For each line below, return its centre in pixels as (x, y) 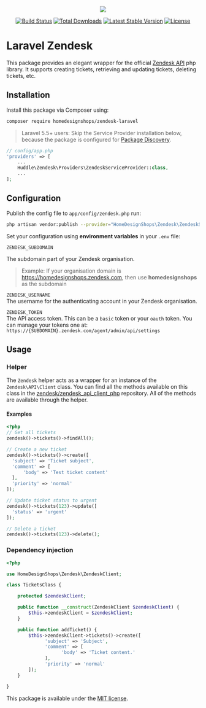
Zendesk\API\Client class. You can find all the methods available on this (97, 387)
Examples (19, 414)
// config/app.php (30, 150)
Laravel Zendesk (50, 46)
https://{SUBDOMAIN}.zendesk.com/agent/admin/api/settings (83, 331)
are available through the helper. (47, 400)
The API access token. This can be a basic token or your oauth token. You (99, 318)
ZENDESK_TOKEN (25, 312)
